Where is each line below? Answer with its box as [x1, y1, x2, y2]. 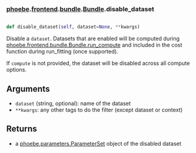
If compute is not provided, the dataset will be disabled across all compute [6, 59, 190, 67]
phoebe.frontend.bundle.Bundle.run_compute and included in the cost [6, 41, 183, 49]
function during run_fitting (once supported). [6, 48, 119, 55]
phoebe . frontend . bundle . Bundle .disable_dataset [6, 5, 155, 13]
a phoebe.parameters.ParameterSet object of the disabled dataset [15, 140, 181, 147]
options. [6, 66, 27, 73]
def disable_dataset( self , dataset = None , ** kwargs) [6, 24, 140, 30]
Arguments [6, 84, 51, 94]
